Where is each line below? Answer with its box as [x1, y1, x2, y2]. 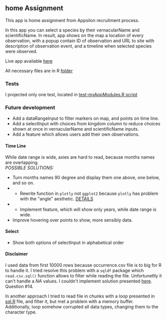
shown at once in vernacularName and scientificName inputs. [12, 126, 139, 132]
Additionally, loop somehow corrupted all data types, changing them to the [5, 304, 159, 310]
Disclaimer [5, 251, 28, 257]
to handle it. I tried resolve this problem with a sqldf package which [5, 267, 144, 273]
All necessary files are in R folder [5, 68, 73, 74]
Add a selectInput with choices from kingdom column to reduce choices [12, 121, 161, 127]
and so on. [12, 180, 34, 186]
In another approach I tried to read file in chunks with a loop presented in [5, 293, 155, 299]
